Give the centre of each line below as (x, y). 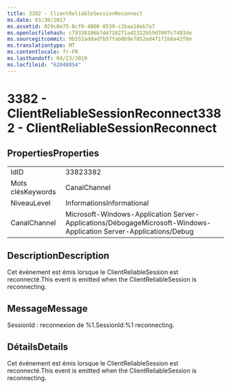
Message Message (47, 308)
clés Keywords (33, 191)
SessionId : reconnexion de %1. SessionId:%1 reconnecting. (91, 325)
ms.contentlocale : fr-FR (43, 52)
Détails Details (38, 347)
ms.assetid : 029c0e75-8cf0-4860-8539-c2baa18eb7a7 (81, 26)
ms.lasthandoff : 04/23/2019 (47, 59)
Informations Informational (107, 202)
